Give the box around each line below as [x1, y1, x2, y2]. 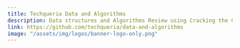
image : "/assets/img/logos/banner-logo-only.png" [7, 30, 159, 37]
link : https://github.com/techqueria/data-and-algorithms [7, 23, 184, 30]
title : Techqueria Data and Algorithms [7, 10, 126, 18]
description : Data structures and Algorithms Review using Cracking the [7, 17, 229, 24]
